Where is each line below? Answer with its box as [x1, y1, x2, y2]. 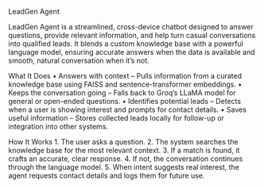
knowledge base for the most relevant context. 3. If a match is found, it [8, 146, 240, 155]
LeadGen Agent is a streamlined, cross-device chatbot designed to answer [8, 22, 254, 31]
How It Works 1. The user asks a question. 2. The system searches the [8, 137, 239, 146]
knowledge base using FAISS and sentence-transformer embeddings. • [8, 79, 243, 89]
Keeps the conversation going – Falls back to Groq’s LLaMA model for [8, 88, 236, 98]
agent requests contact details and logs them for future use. [8, 171, 205, 180]
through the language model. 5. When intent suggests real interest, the [8, 163, 240, 171]
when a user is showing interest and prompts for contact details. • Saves [8, 105, 247, 114]
